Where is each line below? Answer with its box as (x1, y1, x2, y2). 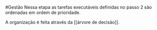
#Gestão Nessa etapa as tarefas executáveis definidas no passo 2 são (5, 4, 152, 10)
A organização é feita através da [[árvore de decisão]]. (5, 19, 120, 25)
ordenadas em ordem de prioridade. (5, 9, 81, 15)
